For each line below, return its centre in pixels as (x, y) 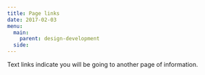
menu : (15, 26)
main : (21, 32)
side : (21, 45)
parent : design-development (60, 39)
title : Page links (33, 13)
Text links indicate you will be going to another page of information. (102, 64)
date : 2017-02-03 (32, 20)
